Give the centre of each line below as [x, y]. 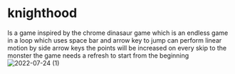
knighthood [42, 13]
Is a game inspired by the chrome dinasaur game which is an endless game [118, 33]
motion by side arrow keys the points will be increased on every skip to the [117, 48]
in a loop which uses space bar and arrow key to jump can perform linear [115, 40]
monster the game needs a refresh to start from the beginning [98, 55]
